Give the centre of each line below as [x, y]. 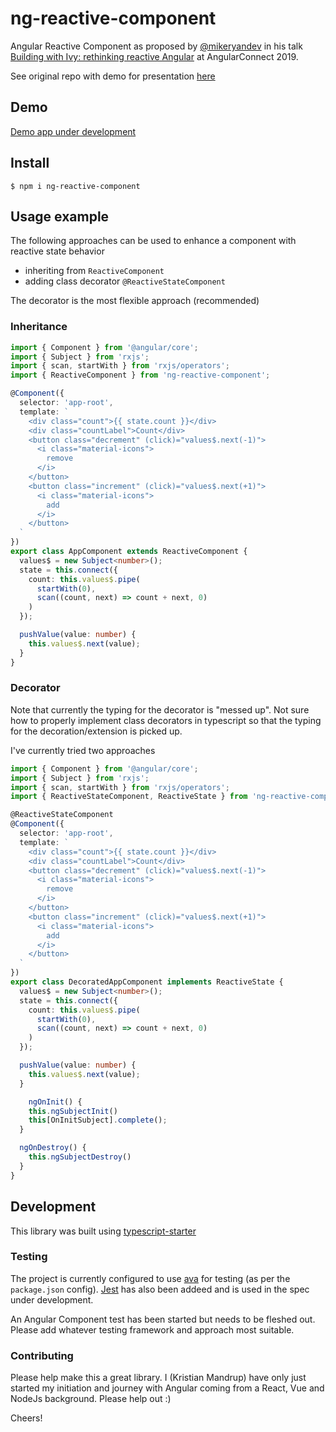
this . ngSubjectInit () [73, 1111]
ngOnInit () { [55, 1102]
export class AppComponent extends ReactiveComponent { [129, 552]
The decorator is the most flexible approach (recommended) [135, 301]
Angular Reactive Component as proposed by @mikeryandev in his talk [156, 46]
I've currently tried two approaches [83, 750]
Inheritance [39, 327]
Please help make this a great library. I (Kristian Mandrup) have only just [158, 1378]
